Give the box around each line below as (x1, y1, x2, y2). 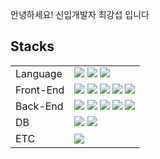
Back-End (15, 99, 64, 113)
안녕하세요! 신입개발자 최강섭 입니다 (10, 9, 150, 20)
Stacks (10, 38, 55, 55)
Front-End (15, 83, 65, 97)
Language (15, 66, 63, 80)
